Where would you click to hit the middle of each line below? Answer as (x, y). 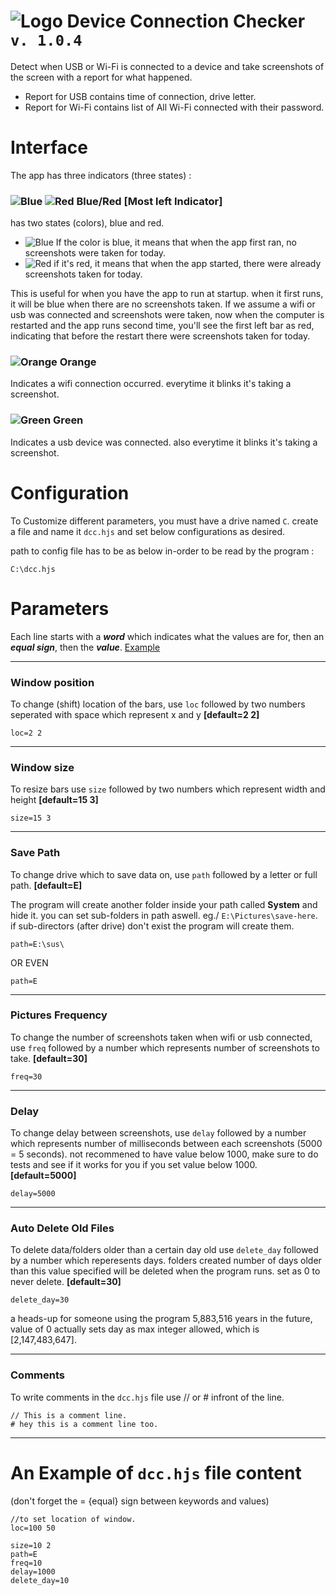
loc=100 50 (33, 1528)
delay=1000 (33, 1571)
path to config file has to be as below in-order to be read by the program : (162, 551)
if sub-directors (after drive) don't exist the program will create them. (152, 926)
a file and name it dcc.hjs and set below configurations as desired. (148, 531)
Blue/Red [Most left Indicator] (149, 201)
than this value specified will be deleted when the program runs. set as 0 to (165, 1271)
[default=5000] (43, 1176)
